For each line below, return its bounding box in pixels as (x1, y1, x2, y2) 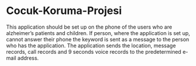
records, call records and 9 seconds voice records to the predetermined (6, 48, 182, 55)
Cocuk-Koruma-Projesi (6, 4, 122, 18)
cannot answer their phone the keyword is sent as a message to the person (6, 36, 190, 43)
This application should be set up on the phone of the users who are (6, 23, 172, 30)
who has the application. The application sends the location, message (6, 42, 176, 49)
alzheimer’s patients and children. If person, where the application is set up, (6, 29, 191, 36)
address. (17, 54, 39, 61)
